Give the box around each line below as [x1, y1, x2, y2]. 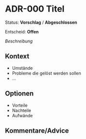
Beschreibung [5, 38, 33, 44]
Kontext [5, 52, 29, 61]
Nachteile [12, 108, 31, 113]
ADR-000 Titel [5, 3, 65, 15]
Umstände [12, 65, 33, 71]
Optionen [5, 90, 34, 98]
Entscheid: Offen [5, 29, 39, 34]
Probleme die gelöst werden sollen [12, 70, 81, 76]
